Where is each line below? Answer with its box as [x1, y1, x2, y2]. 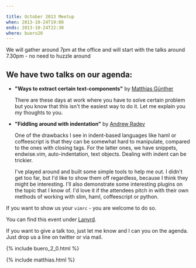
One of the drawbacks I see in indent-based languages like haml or [14, 132, 177, 139]
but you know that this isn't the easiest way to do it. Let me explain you [14, 103, 186, 110]
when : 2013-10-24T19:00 [6, 19, 64, 25]
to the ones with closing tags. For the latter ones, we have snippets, [14, 145, 178, 152]
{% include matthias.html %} [6, 256, 75, 263]
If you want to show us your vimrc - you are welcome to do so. [6, 205, 157, 212]
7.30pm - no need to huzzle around [6, 52, 91, 59]
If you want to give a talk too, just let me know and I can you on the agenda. [6, 227, 188, 235]
